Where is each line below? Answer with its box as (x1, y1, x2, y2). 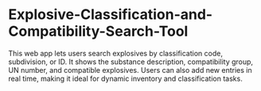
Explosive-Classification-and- (8, 6, 213, 24)
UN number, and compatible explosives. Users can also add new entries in (8, 65, 252, 74)
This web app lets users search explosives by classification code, (8, 48, 223, 58)
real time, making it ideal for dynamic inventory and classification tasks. (8, 74, 243, 83)
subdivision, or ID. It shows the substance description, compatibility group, (8, 57, 253, 66)
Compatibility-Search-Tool (8, 22, 189, 40)
